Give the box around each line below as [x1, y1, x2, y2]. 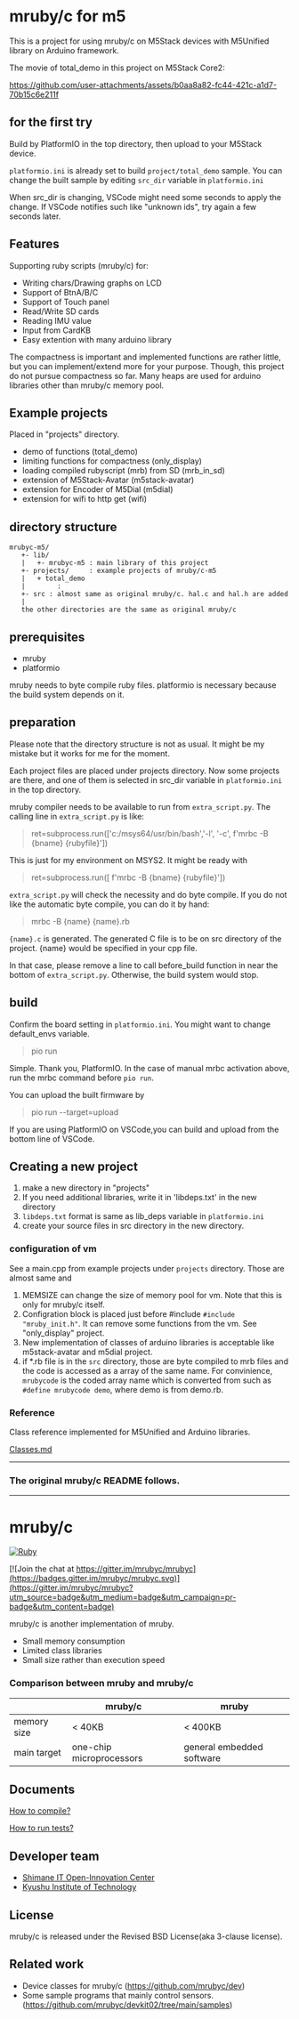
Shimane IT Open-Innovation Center [21, 1872, 156, 1883]
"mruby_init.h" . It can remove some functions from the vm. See [21, 1318, 257, 1329]
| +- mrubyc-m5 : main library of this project [20, 559, 209, 568]
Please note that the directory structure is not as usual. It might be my [9, 739, 265, 749]
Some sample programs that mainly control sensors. [21, 1990, 214, 2000]
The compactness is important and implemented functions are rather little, [9, 351, 282, 362]
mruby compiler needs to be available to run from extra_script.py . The [9, 801, 271, 812]
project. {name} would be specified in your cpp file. [9, 942, 198, 953]
